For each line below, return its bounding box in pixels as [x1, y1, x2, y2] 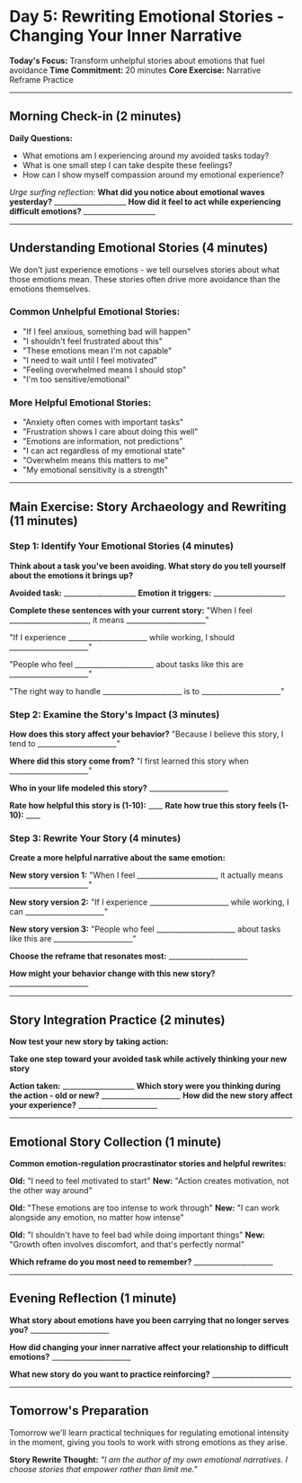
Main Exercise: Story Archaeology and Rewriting [9, 499, 287, 514]
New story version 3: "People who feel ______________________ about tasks [9, 924, 281, 934]
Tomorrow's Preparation [9, 1403, 149, 1418]
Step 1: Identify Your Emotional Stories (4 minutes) [9, 540, 234, 552]
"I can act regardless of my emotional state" [22, 445, 186, 456]
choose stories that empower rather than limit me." [9, 1463, 198, 1474]
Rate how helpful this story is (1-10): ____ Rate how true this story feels [9, 800, 277, 811]
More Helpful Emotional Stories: [9, 396, 152, 408]
